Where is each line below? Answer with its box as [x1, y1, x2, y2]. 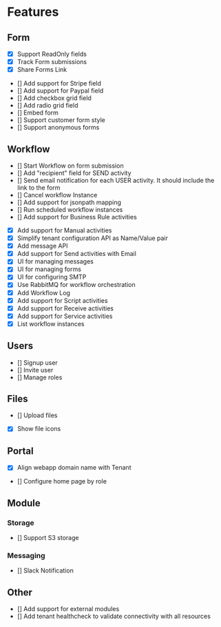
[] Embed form [17, 108, 59, 117]
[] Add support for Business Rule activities [17, 213, 138, 221]
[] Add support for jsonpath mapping [17, 198, 122, 206]
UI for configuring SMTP [17, 273, 87, 281]
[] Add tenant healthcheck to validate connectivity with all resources [17, 612, 211, 621]
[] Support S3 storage [17, 534, 79, 542]
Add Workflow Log [17, 288, 71, 297]
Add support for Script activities [17, 296, 108, 304]
